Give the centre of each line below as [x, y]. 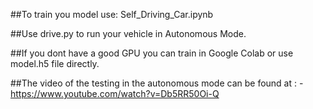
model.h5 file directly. [55, 63]
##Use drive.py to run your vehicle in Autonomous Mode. [128, 33]
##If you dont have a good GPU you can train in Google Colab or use [152, 53]
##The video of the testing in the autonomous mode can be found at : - [157, 83]
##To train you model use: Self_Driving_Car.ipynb [112, 14]
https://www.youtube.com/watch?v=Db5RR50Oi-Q [115, 93]
